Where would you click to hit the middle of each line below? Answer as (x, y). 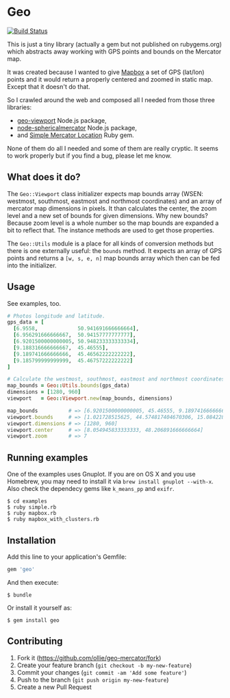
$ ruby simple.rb (32, 507)
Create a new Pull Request (54, 687)
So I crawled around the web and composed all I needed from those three (111, 99)
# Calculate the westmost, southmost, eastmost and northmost (98, 379)
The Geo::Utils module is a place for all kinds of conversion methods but (110, 243)
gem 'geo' (21, 569)
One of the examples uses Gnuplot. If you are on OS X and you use (102, 474)
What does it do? (44, 177)
